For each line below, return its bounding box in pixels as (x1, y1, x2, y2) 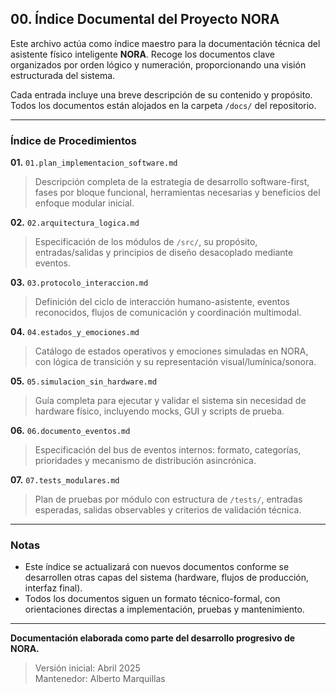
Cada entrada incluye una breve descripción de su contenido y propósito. (10, 88, 313, 101)
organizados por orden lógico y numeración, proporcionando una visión (10, 58, 307, 71)
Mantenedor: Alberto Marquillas (34, 673, 166, 685)
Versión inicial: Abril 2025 (34, 662, 141, 674)
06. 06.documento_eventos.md (10, 425, 131, 437)
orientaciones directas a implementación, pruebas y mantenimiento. (24, 603, 305, 616)
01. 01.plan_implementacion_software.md (10, 157, 178, 169)
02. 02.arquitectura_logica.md (10, 217, 140, 229)
